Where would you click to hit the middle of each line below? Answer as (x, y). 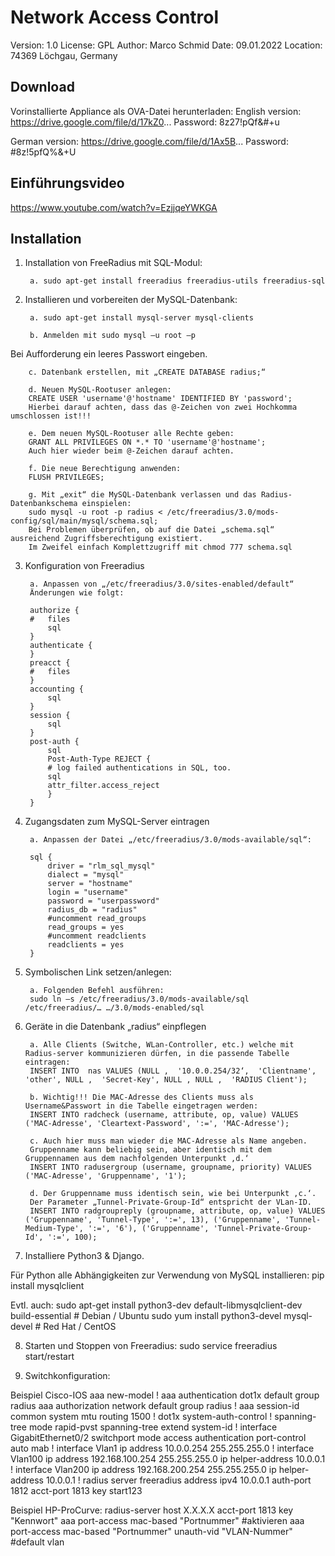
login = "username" (88, 892)
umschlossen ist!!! (51, 416)
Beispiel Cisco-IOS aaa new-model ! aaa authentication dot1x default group (165, 1395)
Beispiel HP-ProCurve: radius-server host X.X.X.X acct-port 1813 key (152, 1510)
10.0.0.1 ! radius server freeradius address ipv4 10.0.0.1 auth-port (178, 1480)
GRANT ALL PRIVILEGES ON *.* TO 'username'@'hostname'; (147, 442)
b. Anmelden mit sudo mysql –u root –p (112, 336)
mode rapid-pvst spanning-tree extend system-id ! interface (153, 1427)
